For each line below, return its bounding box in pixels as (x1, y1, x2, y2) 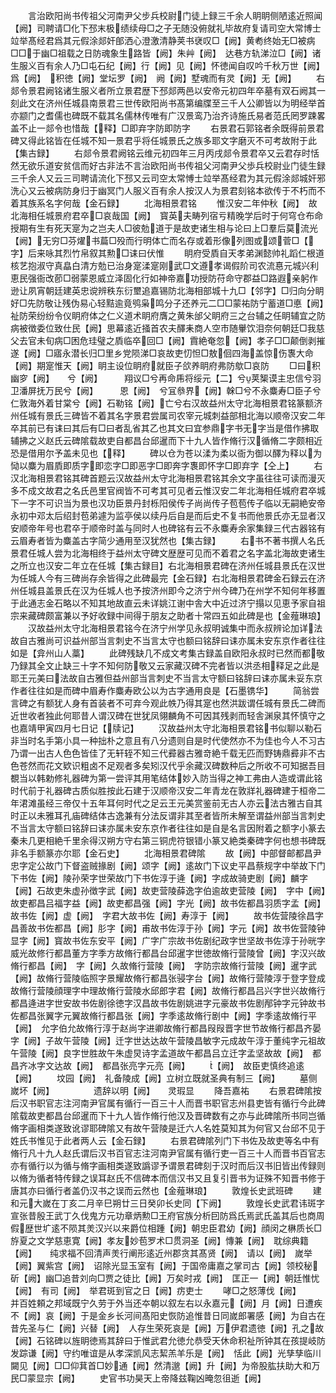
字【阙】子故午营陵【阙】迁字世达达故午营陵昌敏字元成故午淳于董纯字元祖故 (10, 1035, 326, 1046)
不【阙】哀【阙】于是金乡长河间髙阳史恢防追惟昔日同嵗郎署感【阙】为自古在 (10, 1310, 326, 1321)
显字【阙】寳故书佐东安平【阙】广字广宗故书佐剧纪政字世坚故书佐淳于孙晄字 (10, 935, 326, 946)
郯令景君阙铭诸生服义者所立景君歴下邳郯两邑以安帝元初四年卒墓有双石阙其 (10, 85, 317, 96)
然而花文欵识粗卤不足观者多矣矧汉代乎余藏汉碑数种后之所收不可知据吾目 (27, 760, 326, 771)
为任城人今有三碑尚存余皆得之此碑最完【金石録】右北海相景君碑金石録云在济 (10, 572, 326, 584)
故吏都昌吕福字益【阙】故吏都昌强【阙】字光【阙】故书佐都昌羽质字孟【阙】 (10, 897, 326, 909)
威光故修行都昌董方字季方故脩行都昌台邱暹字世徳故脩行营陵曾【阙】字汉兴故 (10, 947, 326, 959)
